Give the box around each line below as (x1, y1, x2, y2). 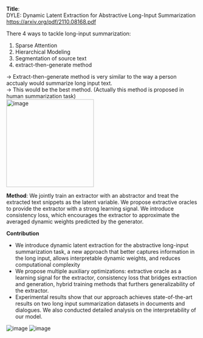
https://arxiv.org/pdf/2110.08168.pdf (6, 18, 96, 25)
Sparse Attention (15, 42, 58, 49)
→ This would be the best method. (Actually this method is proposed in (6, 86, 184, 93)
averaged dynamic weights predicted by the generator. (6, 218, 144, 225)
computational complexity (15, 261, 80, 268)
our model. (15, 313, 43, 320)
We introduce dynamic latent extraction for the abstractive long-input (15, 242, 189, 249)
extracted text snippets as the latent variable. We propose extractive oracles (6, 198, 198, 206)
